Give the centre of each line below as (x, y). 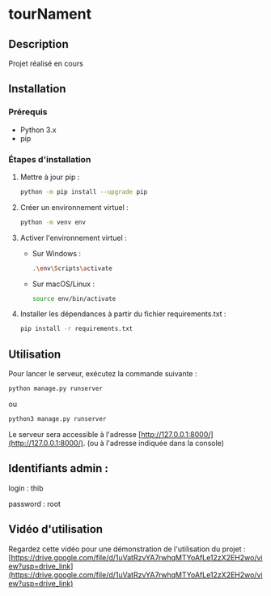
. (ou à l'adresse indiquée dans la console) (154, 443)
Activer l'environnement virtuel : (73, 238)
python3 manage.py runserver (57, 419)
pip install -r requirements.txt (76, 329)
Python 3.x (38, 130)
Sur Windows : (57, 253)
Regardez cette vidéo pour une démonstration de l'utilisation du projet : (127, 549)
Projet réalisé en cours (46, 63)
